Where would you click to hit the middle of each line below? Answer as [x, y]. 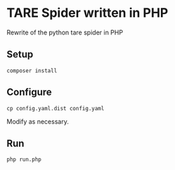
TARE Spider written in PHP [87, 13]
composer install [32, 71]
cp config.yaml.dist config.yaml [56, 108]
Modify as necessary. [38, 122]
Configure [29, 92]
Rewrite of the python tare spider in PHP [65, 32]
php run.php [24, 159]
